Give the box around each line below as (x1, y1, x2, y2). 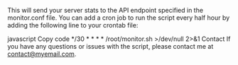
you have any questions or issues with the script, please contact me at (7, 42, 214, 50)
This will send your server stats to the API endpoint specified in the (7, 6, 204, 14)
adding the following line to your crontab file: (7, 21, 139, 29)
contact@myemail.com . (7, 49, 77, 58)
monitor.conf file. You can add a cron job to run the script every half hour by (7, 13, 230, 22)
